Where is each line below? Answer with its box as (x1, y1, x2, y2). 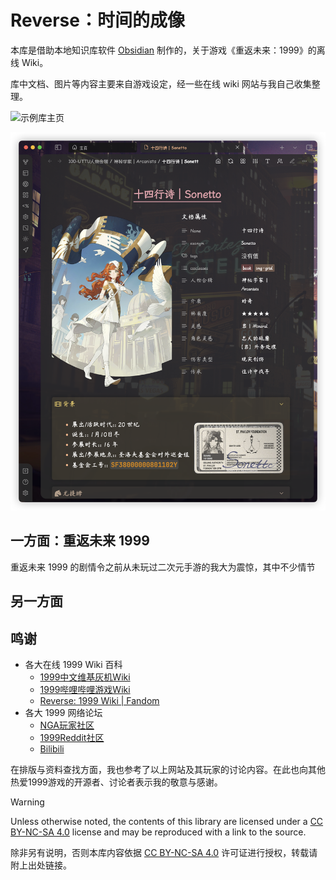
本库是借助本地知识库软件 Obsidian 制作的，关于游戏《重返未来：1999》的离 (10, 44, 326, 56)
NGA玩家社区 (39, 719, 95, 731)
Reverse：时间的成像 (10, 9, 185, 32)
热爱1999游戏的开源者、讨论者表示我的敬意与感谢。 (10, 776, 223, 788)
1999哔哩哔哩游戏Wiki (39, 683, 131, 695)
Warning (10, 796, 45, 808)
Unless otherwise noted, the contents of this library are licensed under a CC (10, 815, 324, 827)
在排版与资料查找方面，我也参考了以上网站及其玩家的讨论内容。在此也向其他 (10, 763, 326, 775)
